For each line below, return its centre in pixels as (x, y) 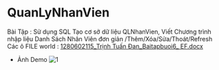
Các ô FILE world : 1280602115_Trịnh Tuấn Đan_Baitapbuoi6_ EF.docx (105, 46)
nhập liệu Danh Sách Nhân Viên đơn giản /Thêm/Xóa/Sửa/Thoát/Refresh (110, 38)
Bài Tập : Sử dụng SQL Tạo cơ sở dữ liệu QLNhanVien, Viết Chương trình (109, 32)
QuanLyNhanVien (59, 13)
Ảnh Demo (32, 59)
